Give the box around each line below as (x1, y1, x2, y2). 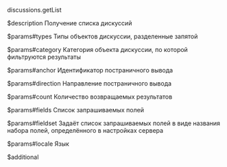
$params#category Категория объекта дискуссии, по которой (7, 46, 189, 53)
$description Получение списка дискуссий (7, 19, 132, 27)
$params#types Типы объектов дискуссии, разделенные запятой (7, 32, 198, 40)
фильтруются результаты (7, 53, 81, 61)
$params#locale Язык (7, 140, 70, 148)
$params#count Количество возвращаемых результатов (7, 92, 173, 101)
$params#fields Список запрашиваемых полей (7, 106, 144, 114)
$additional (7, 153, 39, 161)
